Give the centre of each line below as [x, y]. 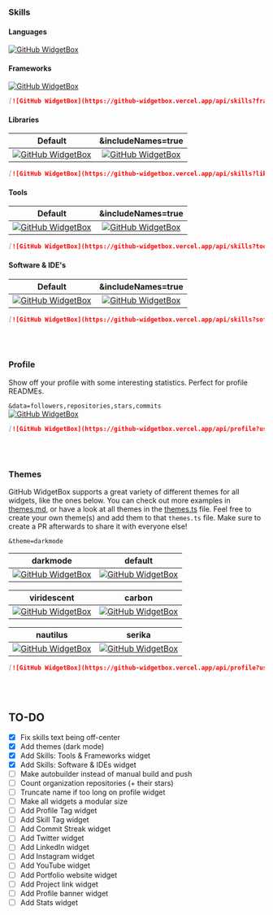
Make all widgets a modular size [74, 802]
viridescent [52, 598]
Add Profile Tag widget [58, 811]
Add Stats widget [49, 902]
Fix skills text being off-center [70, 737]
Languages [28, 32]
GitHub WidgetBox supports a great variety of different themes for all [124, 491]
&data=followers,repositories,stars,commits [85, 406]
